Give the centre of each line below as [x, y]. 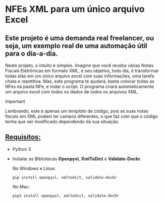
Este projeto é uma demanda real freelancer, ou [80, 38]
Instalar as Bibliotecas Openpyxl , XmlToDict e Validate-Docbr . [77, 159]
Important [15, 101]
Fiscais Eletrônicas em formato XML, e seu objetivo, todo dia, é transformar [82, 71]
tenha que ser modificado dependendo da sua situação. [62, 122]
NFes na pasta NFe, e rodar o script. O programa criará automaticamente [80, 86]
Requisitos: [23, 137]
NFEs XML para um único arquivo [75, 9]
